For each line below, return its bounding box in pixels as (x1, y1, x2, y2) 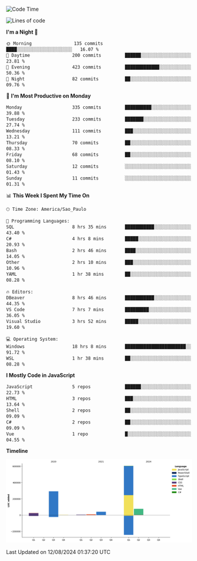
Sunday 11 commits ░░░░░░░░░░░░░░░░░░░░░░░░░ (6, 175, 192, 181)
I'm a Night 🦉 (6, 28, 38, 35)
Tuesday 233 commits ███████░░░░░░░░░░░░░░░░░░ (6, 116, 192, 122)
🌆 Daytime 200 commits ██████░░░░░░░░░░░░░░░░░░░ (6, 53, 192, 58)
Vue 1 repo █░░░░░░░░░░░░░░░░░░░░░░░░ (6, 431, 192, 437)
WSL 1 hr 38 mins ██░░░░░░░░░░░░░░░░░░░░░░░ (6, 355, 192, 361)
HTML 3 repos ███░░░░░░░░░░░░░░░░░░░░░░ (6, 396, 192, 402)
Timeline (6, 448, 28, 454)
